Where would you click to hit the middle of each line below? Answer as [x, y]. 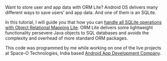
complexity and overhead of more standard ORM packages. [67, 38]
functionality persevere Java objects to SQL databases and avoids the [77, 33]
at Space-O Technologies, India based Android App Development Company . [83, 53]
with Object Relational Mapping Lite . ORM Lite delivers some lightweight [79, 27]
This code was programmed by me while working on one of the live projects [83, 48]
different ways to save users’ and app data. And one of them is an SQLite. [81, 12]
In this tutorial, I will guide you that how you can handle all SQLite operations [83, 22]
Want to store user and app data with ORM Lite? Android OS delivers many [82, 7]
